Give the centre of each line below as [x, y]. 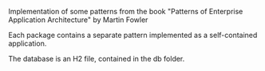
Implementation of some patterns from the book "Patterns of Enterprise [126, 11]
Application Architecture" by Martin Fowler [78, 20]
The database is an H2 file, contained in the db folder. [97, 59]
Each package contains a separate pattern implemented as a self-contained [133, 35]
